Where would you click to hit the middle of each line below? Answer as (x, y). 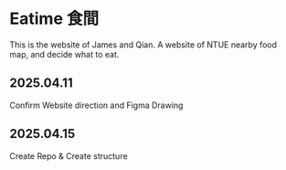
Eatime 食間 (54, 19)
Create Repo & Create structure (69, 155)
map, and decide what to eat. (64, 54)
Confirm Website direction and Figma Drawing (96, 105)
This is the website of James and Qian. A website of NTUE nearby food (143, 44)
